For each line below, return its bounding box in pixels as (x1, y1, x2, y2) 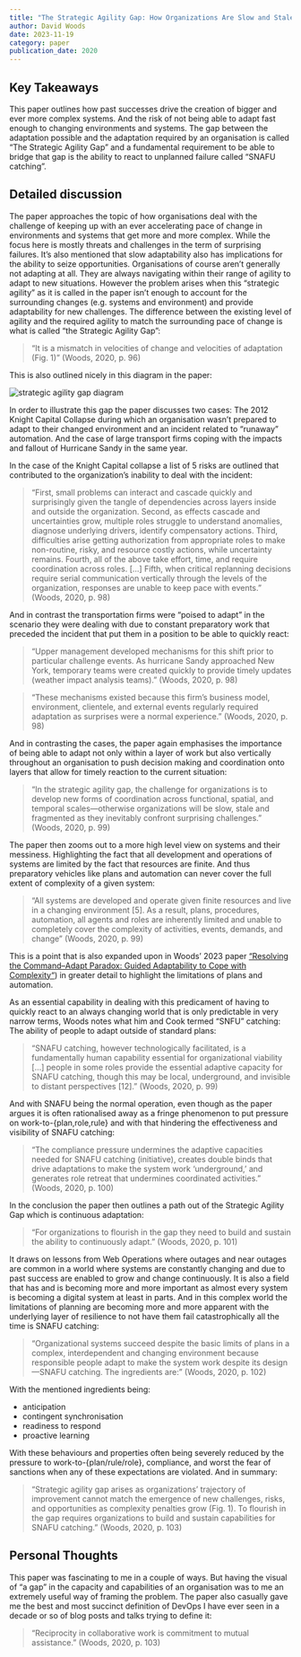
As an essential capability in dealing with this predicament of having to (9, 996, 270, 1007)
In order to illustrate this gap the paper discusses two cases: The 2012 (9, 404, 269, 415)
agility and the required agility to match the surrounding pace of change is (9, 315, 283, 326)
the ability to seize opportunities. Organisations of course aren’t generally (9, 258, 280, 269)
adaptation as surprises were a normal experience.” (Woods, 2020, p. (30, 710, 288, 721)
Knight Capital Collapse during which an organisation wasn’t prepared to (9, 414, 277, 425)
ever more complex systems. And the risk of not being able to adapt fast (9, 113, 276, 124)
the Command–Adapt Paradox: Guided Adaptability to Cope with (9, 960, 246, 971)
